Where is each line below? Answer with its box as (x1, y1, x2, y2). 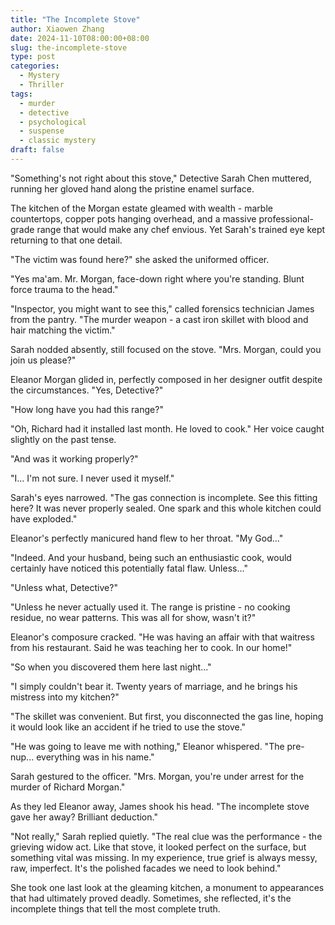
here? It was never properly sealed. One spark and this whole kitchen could (10, 502, 322, 514)
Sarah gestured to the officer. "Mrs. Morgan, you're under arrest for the (10, 770, 305, 782)
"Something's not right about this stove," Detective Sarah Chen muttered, (10, 172, 312, 184)
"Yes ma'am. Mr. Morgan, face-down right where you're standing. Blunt (10, 272, 305, 285)
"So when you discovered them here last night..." (10, 661, 212, 673)
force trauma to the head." (10, 283, 119, 295)
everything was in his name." (36, 751, 155, 763)
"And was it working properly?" (10, 452, 139, 465)
